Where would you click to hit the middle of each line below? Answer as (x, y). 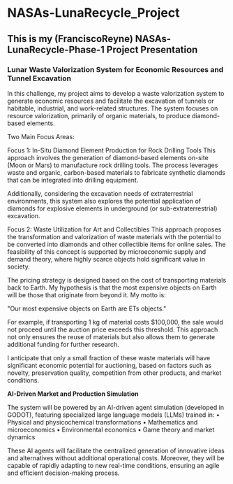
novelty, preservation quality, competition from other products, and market (114, 373)
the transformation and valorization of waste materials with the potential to (114, 236)
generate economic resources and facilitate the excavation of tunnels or (111, 101)
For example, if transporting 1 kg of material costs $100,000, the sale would (115, 322)
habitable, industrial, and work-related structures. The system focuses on (113, 108)
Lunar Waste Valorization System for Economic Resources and (115, 69)
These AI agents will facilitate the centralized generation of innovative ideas (116, 450)
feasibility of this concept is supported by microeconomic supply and (107, 251)
